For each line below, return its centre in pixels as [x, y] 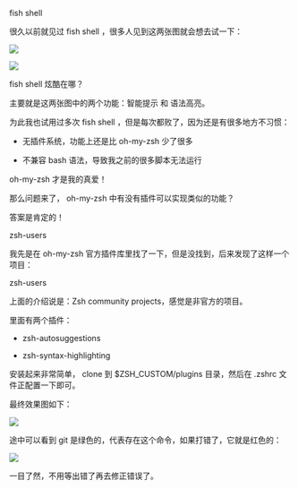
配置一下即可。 [52, 385]
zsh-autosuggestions [61, 338]
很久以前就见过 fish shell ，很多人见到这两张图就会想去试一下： [126, 31]
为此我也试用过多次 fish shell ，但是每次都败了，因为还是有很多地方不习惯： [149, 122]
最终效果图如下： [41, 404]
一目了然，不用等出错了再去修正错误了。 [84, 476]
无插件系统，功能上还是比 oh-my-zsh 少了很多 [107, 141]
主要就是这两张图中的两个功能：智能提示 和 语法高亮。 [110, 103]
